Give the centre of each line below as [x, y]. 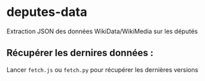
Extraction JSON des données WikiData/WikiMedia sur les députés [102, 31]
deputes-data [47, 12]
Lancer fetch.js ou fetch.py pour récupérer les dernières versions [102, 69]
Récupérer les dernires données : [80, 53]
